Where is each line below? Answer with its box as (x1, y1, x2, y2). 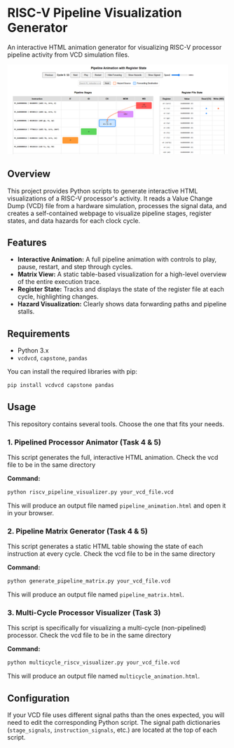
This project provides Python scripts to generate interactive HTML (7, 186, 198, 195)
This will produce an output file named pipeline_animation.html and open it (7, 501, 226, 510)
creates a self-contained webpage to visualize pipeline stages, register (7, 209, 212, 217)
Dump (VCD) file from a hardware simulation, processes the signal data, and (7, 201, 227, 210)
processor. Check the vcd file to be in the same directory (7, 631, 172, 639)
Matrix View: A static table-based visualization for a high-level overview (17, 270, 227, 278)
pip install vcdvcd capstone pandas (7, 382, 114, 389)
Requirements (7, 327, 70, 339)
